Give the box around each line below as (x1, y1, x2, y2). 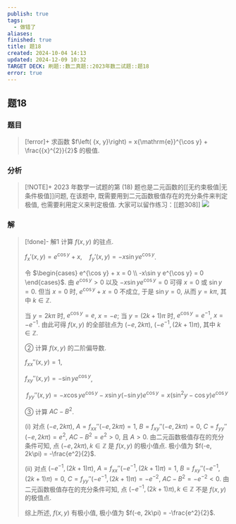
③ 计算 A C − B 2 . (24, 406, 75, 416)
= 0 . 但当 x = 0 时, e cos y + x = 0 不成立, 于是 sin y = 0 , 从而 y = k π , (24, 286, 219, 295)
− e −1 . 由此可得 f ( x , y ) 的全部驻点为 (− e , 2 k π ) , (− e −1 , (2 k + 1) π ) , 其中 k (24, 319, 221, 329)
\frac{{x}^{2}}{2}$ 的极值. (24, 146, 100, 155)
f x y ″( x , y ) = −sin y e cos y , (24, 373, 93, 384)
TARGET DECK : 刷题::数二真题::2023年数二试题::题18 (7, 63, 149, 70)
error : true (7, 69, 42, 76)
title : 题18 (7, 43, 42, 50)
